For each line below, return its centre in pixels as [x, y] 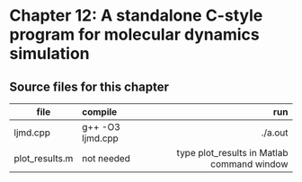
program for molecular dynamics [134, 35]
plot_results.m [44, 158]
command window [249, 164]
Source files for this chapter [89, 87]
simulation [49, 54]
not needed [106, 158]
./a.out [275, 133]
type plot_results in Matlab [232, 153]
